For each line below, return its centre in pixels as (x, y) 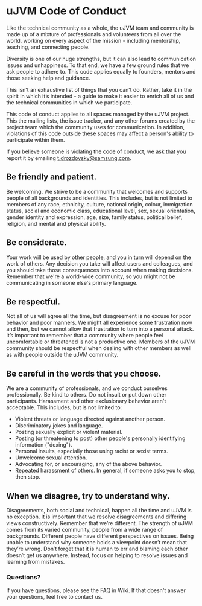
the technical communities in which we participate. (69, 102)
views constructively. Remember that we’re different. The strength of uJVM (99, 523)
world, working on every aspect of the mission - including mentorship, (93, 40)
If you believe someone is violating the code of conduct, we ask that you (96, 151)
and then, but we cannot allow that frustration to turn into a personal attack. (100, 329)
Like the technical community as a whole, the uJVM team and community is (100, 28)
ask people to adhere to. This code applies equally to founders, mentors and (101, 71)
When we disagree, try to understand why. (88, 496)
